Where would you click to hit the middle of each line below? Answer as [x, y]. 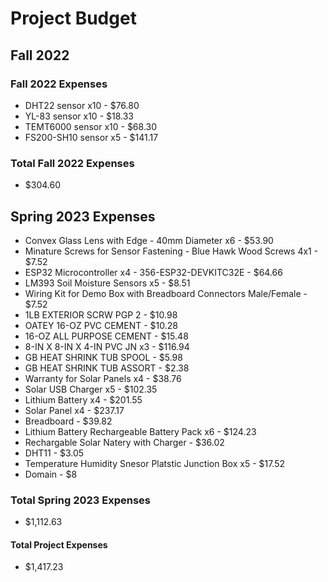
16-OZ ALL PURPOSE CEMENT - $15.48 [106, 336]
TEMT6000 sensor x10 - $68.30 [91, 126]
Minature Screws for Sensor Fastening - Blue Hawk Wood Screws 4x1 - [171, 251]
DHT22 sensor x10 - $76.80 [82, 105]
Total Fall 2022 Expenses [72, 163]
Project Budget [73, 18]
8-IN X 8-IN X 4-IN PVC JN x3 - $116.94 [107, 346]
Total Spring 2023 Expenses [80, 500]
